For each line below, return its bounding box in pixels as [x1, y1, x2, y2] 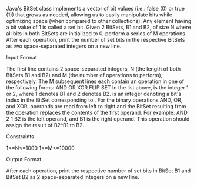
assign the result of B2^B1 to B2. [6, 122, 84, 128]
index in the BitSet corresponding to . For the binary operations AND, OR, [6, 97, 183, 104]
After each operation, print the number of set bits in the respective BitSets [6, 36, 185, 43]
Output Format [6, 156, 42, 162]
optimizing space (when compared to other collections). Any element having [6, 18, 192, 24]
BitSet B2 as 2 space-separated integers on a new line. [6, 174, 139, 180]
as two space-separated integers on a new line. [6, 42, 122, 49]
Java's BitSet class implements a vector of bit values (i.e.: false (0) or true [6, 5, 185, 12]
